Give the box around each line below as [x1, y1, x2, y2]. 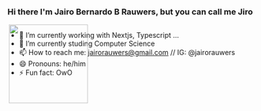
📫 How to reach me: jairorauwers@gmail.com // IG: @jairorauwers [18, 48, 236, 57]
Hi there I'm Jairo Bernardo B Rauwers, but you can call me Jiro [7, 6, 253, 17]
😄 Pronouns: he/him [18, 59, 86, 68]
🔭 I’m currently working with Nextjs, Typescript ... [18, 31, 179, 40]
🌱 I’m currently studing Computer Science [18, 39, 155, 49]
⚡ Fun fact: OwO [18, 68, 73, 77]
